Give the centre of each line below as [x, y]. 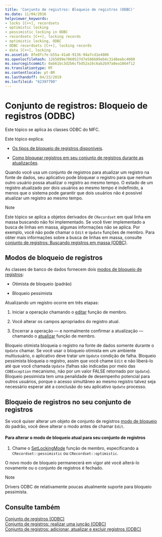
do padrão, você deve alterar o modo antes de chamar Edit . [65, 426]
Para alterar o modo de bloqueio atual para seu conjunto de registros [75, 438]
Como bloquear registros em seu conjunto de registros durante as [78, 158]
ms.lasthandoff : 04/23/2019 [33, 77]
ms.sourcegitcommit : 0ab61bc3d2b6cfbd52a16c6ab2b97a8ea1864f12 [70, 64]
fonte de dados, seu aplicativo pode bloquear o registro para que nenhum [79, 177]
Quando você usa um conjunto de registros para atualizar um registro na [77, 172]
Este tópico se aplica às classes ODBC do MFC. [52, 130]
